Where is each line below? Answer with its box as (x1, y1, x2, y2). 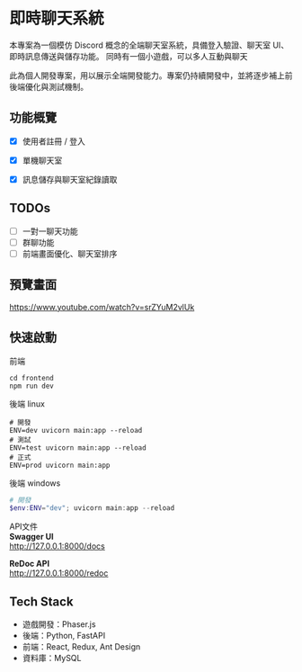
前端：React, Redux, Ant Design (22, 641, 141, 652)
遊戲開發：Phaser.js (22, 619, 96, 630)
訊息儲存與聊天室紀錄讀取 (22, 174, 118, 184)
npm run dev (9, 381, 54, 390)
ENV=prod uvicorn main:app (9, 461, 111, 470)
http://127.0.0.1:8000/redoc (9, 568, 109, 578)
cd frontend (9, 373, 54, 382)
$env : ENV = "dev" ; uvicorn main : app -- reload (9, 504, 175, 513)
